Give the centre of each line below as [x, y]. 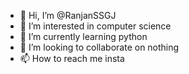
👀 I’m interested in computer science [95, 26]
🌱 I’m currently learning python [83, 36]
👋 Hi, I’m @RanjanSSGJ [68, 15]
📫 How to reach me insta [72, 58]
